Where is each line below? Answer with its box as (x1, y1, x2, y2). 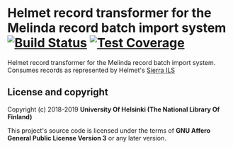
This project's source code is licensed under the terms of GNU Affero (7, 126, 211, 135)
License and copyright (7, 86, 108, 98)
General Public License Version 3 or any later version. (7, 133, 166, 142)
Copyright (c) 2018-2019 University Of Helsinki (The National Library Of (7, 105, 220, 114)
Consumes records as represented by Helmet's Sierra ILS (7, 66, 176, 74)
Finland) (7, 112, 33, 121)
